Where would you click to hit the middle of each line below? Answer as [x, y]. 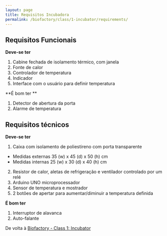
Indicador [23, 78]
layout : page [19, 10]
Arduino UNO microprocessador [46, 182]
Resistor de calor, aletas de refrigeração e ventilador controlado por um [87, 172]
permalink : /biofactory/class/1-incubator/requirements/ [67, 19]
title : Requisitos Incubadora [37, 15]
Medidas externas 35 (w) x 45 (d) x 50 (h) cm [60, 156]
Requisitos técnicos [37, 125]
